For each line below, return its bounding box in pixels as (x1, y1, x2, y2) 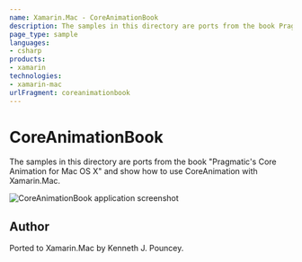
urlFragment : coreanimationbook (9, 88, 130, 97)
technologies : (9, 72, 63, 81)
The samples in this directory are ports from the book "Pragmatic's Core (9, 156, 277, 167)
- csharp (9, 47, 42, 56)
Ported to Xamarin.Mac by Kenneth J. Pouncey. (9, 243, 184, 254)
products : (9, 55, 47, 64)
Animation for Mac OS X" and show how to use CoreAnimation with (9, 166, 258, 177)
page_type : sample (9, 30, 78, 39)
